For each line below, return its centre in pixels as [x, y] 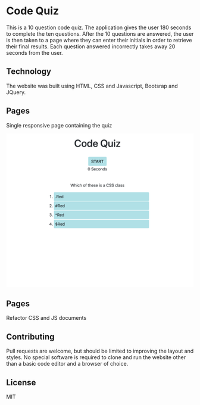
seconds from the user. [35, 52]
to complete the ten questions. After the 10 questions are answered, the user [100, 33]
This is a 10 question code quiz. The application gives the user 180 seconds [99, 27]
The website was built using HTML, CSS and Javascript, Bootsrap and [92, 86]
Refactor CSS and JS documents [46, 318]
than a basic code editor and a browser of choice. [67, 364]
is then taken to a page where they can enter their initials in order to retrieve [99, 40]
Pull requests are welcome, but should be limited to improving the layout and [100, 351]
